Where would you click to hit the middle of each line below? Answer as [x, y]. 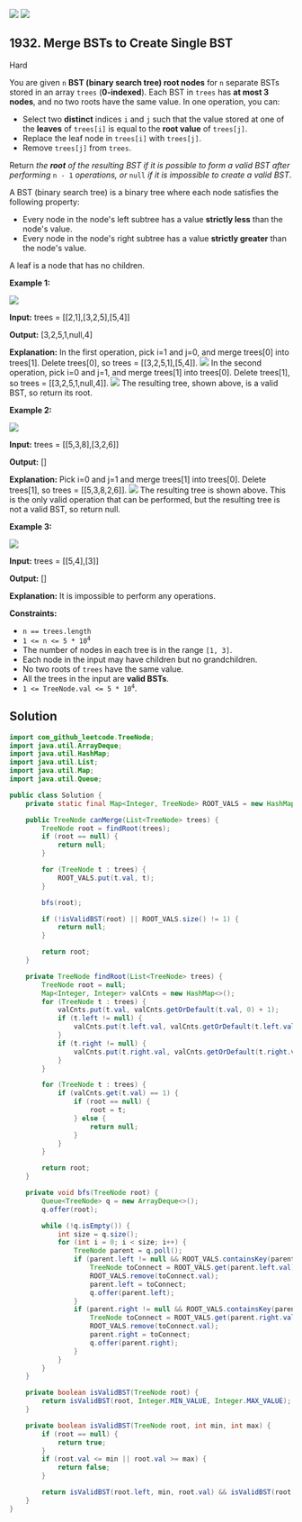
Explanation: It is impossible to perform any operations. [113, 595]
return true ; [81, 1442]
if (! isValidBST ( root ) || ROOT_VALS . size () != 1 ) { [141, 919]
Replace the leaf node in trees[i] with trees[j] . [112, 138]
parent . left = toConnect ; [138, 1284]
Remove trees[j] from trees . [77, 148]
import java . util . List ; [54, 762]
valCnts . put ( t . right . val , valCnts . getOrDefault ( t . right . [182, 1052]
